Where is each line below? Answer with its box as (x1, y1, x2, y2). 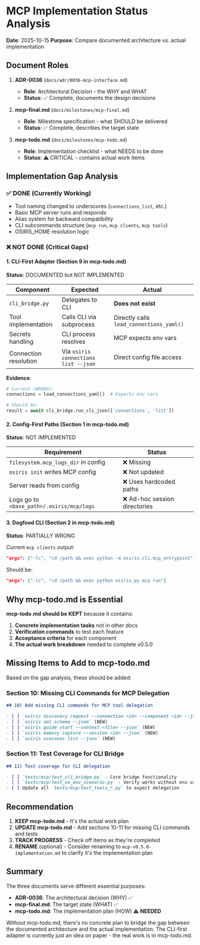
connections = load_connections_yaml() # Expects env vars (6, 392, 159, 397)
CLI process (61, 330, 96, 338)
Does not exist (114, 299, 156, 307)
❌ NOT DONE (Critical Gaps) (6, 243, 89, 252)
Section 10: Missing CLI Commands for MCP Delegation (6, 689, 170, 697)
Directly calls (114, 313, 150, 322)
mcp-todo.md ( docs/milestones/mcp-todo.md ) (14, 136, 127, 143)
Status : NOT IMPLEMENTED (6, 434, 76, 441)
